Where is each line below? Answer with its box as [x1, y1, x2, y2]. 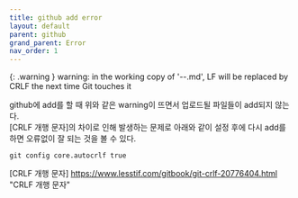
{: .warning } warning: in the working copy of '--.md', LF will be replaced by [9, 71, 289, 82]
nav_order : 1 [9, 47, 59, 56]
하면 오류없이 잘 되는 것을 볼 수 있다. [9, 133, 137, 144]
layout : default [9, 22, 70, 31]
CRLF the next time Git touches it [9, 81, 132, 92]
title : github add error [9, 13, 103, 22]
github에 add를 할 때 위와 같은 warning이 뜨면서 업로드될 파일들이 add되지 [9, 100, 273, 111]
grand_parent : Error [9, 38, 87, 48]
